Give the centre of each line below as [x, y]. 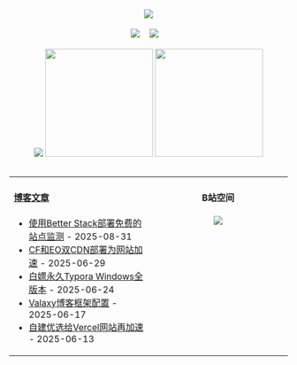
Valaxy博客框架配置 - [73, 303]
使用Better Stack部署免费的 [85, 223]
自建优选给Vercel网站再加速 [86, 327]
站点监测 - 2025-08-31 [80, 237]
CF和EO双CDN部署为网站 [81, 250]
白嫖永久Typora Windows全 [86, 276]
